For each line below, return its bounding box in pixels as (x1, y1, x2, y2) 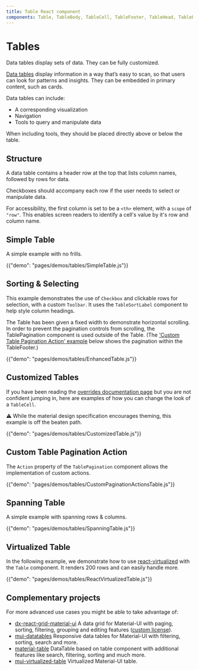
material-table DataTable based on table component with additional (14, 645, 179, 652)
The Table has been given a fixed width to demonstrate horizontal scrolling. (6, 318, 191, 326)
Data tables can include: (6, 95, 65, 102)
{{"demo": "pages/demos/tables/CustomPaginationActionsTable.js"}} (6, 481, 175, 488)
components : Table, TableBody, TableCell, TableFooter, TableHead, (6, 14, 176, 20)
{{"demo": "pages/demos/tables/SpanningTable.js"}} (6, 525, 136, 532)
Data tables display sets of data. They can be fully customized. (6, 59, 160, 66)
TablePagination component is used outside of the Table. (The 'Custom (6, 331, 180, 338)
